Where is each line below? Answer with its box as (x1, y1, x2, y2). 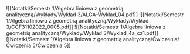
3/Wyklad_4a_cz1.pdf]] (103, 30, 158, 37)
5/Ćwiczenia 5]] (32, 42, 71, 49)
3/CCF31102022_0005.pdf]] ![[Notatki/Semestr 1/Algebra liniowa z (6, 23, 166, 30)
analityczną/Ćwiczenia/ (123, 36, 180, 42)
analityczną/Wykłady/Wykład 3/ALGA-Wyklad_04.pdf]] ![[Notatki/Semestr (6, 11, 184, 18)
